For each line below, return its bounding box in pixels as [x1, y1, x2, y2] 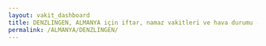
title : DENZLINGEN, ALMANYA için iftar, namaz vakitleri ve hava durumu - [8, 19, 260, 27]
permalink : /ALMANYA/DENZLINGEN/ [8, 26, 119, 34]
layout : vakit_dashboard [8, 11, 90, 19]
